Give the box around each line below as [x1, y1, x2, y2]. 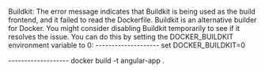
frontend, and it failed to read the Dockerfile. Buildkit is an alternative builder [8, 15, 257, 25]
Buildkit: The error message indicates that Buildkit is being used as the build [8, 7, 256, 16]
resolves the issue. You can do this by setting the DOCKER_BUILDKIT [8, 32, 234, 41]
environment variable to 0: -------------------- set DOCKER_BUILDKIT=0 [8, 40, 246, 50]
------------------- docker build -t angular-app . [8, 56, 165, 65]
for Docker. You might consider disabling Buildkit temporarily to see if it [8, 24, 240, 33]
